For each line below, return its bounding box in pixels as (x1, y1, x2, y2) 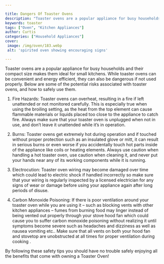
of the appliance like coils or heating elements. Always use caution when (12, 147, 159, 153)
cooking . (12, 238, 31, 244)
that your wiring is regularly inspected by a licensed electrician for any (12, 177, 154, 183)
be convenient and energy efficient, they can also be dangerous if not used (5, 76, 156, 82)
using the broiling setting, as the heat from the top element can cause (12, 106, 152, 112)
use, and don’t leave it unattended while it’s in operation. (12, 122, 126, 128)
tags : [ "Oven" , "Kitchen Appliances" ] (5, 25, 84, 30)
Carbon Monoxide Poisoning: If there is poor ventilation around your (12, 197, 149, 203)
